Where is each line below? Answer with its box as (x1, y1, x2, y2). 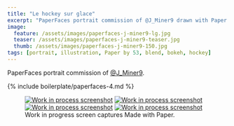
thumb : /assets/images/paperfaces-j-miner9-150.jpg (13, 43, 168, 50)
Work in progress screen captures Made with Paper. (25, 110, 175, 119)
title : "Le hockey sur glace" (7, 10, 96, 17)
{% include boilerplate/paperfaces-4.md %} (7, 82, 135, 90)
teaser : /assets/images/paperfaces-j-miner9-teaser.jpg (13, 36, 180, 43)
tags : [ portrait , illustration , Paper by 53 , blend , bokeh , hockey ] (7, 50, 212, 57)
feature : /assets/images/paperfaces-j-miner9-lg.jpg (13, 29, 171, 37)
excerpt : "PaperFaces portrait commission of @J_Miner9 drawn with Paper (7, 17, 228, 24)
